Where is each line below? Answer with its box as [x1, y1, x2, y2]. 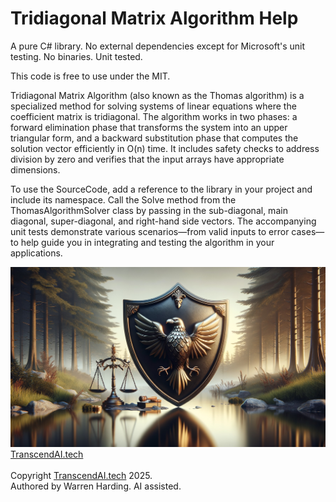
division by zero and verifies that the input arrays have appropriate [10, 153, 285, 165]
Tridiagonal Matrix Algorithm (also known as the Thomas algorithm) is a [10, 89, 305, 101]
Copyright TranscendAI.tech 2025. [10, 469, 153, 481]
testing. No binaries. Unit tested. [10, 50, 143, 62]
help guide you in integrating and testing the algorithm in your [20, 236, 275, 248]
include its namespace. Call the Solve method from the [10, 193, 237, 206]
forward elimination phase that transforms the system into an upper [10, 121, 288, 133]
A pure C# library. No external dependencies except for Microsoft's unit [10, 40, 306, 52]
